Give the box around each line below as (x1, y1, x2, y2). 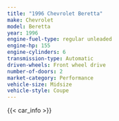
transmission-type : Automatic (7, 55, 94, 62)
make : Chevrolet (7, 17, 54, 24)
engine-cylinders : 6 (7, 49, 67, 56)
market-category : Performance (7, 74, 94, 82)
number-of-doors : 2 (7, 68, 63, 75)
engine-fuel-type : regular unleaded (7, 36, 112, 43)
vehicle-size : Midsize (7, 81, 72, 88)
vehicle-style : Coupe (7, 87, 69, 94)
